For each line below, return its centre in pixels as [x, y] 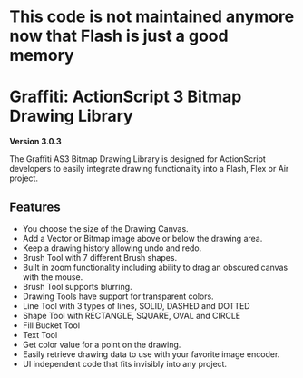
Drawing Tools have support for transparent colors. [118, 296]
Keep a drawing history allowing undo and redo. [112, 248]
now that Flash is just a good [119, 36]
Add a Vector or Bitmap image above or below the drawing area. [142, 238]
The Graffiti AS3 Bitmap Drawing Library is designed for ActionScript [137, 159]
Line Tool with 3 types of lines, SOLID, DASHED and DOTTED [137, 305]
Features [35, 207]
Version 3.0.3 [35, 142]
